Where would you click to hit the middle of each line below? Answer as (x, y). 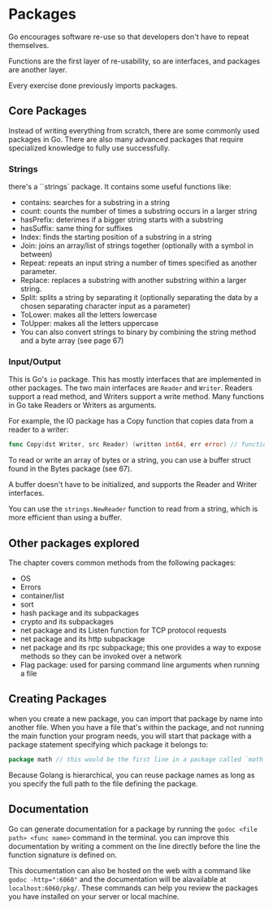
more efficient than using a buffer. (65, 518)
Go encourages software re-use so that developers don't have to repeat (129, 37)
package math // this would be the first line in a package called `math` (138, 759)
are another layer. (38, 69)
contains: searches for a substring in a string (95, 202)
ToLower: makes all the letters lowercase (89, 315)
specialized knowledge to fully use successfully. (89, 148)
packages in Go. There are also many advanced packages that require (126, 139)
